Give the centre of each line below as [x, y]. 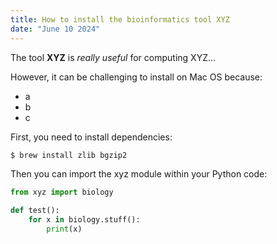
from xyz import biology [62, 192]
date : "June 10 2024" [55, 29]
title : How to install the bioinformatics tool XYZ [120, 19]
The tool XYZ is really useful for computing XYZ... [113, 57]
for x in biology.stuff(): [84, 220]
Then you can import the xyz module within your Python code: [139, 174]
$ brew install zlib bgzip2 [69, 155]
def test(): [35, 211]
